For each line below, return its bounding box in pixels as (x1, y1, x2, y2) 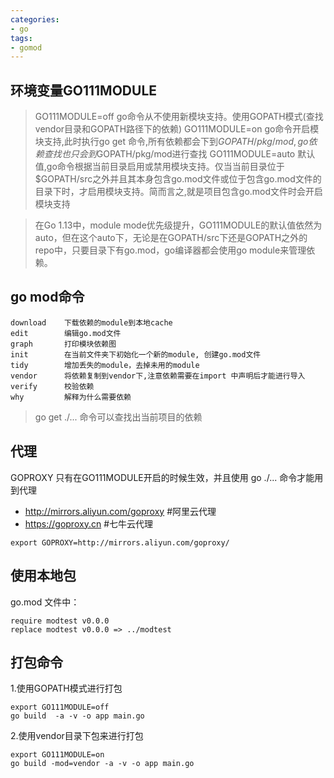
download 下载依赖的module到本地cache (10, 317, 173, 328)
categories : (10, 14, 60, 25)
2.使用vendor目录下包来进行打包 (10, 730, 144, 742)
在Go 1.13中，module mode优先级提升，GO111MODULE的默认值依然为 (34, 219, 323, 231)
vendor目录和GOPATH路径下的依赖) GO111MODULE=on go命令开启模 (34, 123, 320, 135)
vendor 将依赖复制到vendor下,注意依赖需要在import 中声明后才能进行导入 (10, 371, 306, 381)
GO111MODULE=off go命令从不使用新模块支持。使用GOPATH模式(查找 (34, 111, 324, 123)
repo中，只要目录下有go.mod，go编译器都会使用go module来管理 (34, 244, 307, 256)
